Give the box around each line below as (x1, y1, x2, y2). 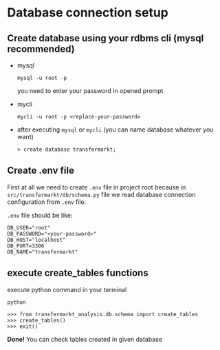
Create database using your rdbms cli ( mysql (7, 32, 204, 44)
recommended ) (7, 43, 75, 54)
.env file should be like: (7, 211, 73, 219)
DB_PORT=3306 (7, 243, 45, 249)
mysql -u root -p (16, 74, 67, 81)
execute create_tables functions (7, 267, 149, 279)
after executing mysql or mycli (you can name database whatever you (16, 125, 214, 134)
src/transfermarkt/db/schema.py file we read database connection (7, 190, 196, 198)
